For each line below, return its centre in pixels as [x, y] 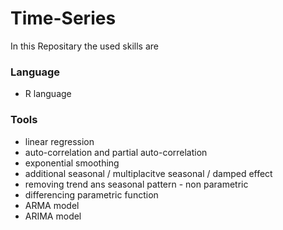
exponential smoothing [72, 163]
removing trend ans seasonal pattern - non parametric [136, 184]
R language [48, 94]
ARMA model [52, 205]
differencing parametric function [91, 194]
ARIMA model [53, 216]
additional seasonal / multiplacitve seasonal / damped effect [148, 173]
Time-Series [63, 18]
